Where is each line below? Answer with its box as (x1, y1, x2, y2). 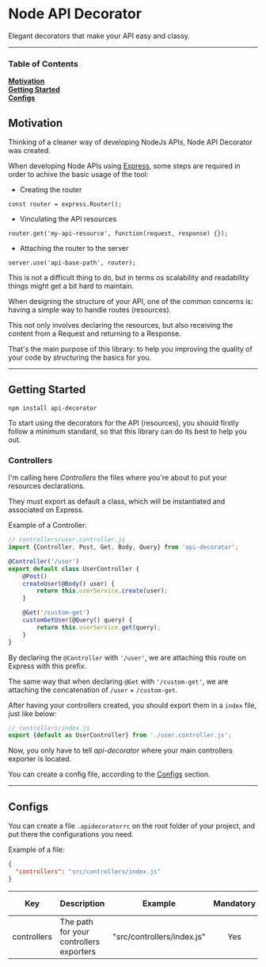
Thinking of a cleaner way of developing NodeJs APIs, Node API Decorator (8, 137, 253, 147)
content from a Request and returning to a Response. (8, 329, 181, 338)
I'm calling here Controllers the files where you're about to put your (8, 473, 227, 483)
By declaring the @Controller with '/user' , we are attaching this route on (8, 653, 247, 662)
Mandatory (213, 898, 256, 909)
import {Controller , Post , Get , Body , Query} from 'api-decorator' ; (8, 543, 239, 552)
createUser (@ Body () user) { (22, 580, 115, 588)
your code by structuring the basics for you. (8, 353, 152, 362)
